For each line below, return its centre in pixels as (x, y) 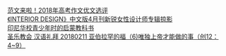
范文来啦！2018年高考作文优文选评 (58, 10)
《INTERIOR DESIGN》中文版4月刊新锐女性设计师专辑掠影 (90, 19)
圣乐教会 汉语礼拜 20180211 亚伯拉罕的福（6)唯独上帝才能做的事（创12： (113, 36)
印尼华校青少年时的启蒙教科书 (50, 28)
